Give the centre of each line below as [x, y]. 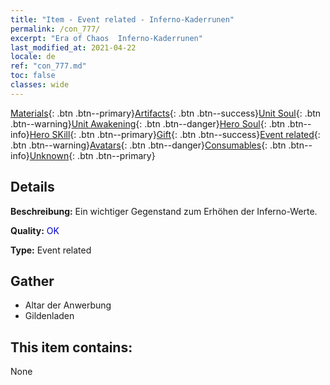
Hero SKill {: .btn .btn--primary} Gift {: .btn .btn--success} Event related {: [175, 134]
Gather [32, 281]
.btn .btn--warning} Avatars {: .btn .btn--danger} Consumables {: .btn [148, 145]
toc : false [33, 76]
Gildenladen [49, 316]
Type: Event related [51, 250]
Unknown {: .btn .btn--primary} [92, 155]
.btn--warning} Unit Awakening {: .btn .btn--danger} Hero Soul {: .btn [148, 123]
